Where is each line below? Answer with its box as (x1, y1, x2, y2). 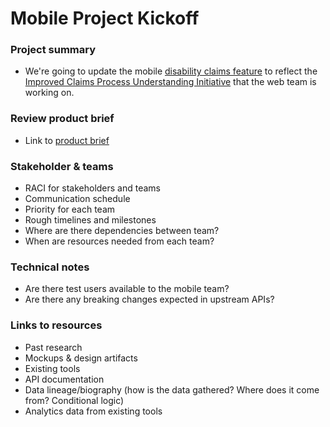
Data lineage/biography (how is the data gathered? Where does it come (24, 383, 320, 396)
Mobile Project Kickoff (10, 7, 200, 30)
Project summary (10, 43, 97, 57)
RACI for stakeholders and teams (24, 182, 162, 194)
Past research (24, 341, 83, 353)
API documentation (24, 373, 105, 385)
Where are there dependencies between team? (24, 225, 220, 237)
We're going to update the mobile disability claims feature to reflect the (24, 65, 318, 77)
